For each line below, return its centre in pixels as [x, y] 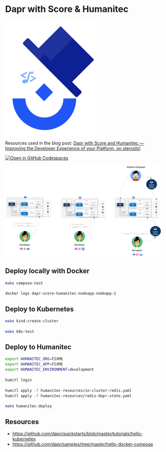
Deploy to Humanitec [38, 347]
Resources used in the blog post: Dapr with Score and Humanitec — [75, 143]
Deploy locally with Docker [47, 271]
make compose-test [24, 283]
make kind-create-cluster [32, 321]
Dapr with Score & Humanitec [67, 9]
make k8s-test [20, 331]
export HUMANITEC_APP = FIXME [34, 364]
